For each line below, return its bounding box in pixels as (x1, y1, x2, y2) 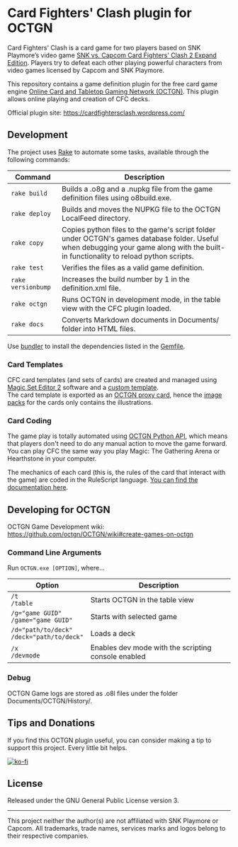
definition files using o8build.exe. (61, 192, 172, 202)
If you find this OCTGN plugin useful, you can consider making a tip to (7, 736, 212, 744)
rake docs (11, 320, 44, 328)
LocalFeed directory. (61, 213, 131, 223)
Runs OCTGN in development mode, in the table (61, 294, 221, 304)
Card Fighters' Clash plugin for (7, 5, 193, 21)
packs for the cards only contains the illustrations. (7, 398, 154, 407)
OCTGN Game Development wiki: (7, 522, 105, 531)
